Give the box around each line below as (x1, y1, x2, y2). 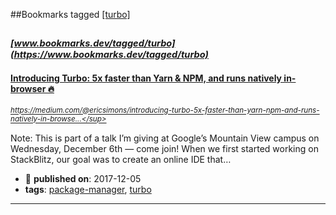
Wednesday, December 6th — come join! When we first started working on (10, 142, 319, 154)
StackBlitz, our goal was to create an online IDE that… (10, 153, 232, 165)
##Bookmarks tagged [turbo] (10, 9, 131, 20)
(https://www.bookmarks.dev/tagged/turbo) (10, 49, 209, 61)
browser (10, 82, 47, 94)
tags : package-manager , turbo (24, 183, 152, 195)
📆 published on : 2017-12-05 (24, 172, 142, 184)
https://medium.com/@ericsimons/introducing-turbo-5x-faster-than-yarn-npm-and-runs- (10, 105, 320, 116)
